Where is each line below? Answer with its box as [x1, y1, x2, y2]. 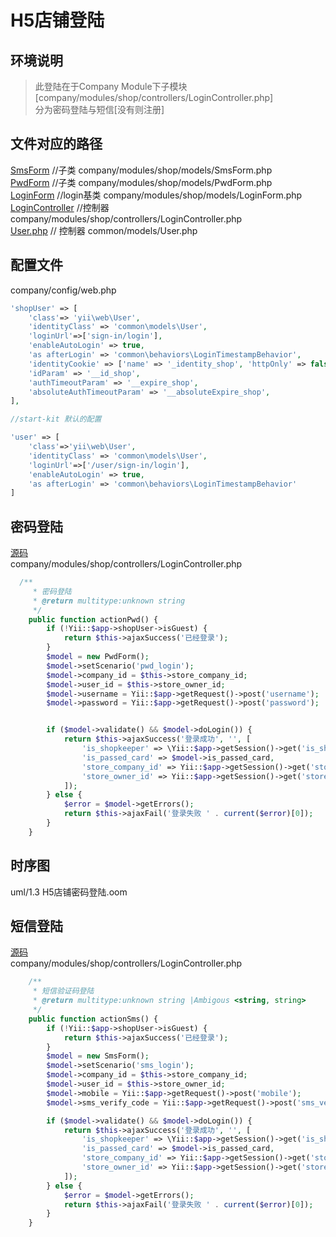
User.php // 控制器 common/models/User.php [10, 224, 198, 236]
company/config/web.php [10, 284, 117, 296]
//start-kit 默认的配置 [10, 414, 102, 425]
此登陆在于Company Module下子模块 [34, 81, 188, 92]
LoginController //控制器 [10, 201, 110, 213]
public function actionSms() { [28, 1014, 159, 1024]
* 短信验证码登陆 [32, 986, 95, 996]
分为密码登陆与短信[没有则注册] [34, 104, 165, 115]
